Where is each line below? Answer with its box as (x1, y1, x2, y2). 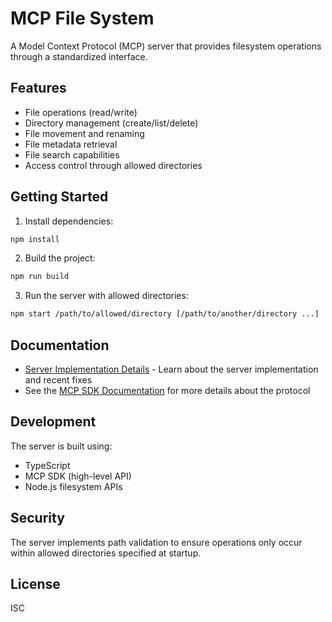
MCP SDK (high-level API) (24, 470, 132, 482)
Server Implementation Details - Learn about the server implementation (24, 363, 319, 375)
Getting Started (10, 188, 109, 206)
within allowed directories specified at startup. (10, 547, 202, 559)
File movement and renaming (24, 127, 145, 139)
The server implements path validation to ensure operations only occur (10, 536, 303, 548)
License (10, 576, 61, 593)
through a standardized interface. (10, 50, 148, 62)
